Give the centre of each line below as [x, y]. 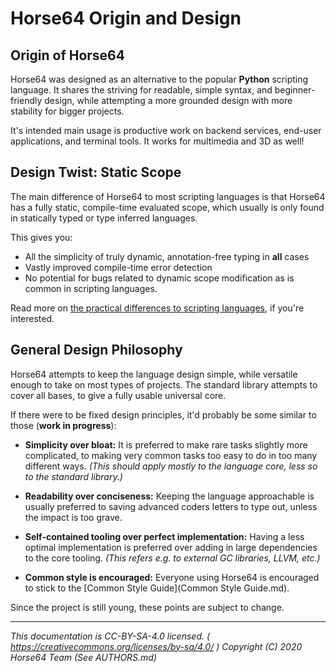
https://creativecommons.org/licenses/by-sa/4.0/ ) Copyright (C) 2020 [156, 646]
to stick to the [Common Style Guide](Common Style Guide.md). [157, 588]
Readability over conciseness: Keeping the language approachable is [169, 496]
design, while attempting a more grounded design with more [168, 100]
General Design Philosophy [96, 350]
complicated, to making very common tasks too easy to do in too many [171, 455]
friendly [26, 100]
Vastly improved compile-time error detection [118, 267]
